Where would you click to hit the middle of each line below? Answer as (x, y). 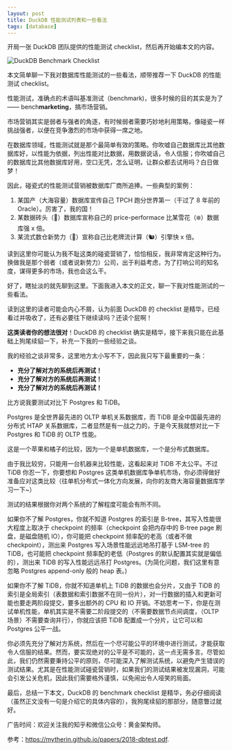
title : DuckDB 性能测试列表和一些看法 (57, 20)
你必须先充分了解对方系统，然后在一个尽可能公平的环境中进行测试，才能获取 (116, 644)
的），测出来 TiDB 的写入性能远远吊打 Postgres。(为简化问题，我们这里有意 (113, 562)
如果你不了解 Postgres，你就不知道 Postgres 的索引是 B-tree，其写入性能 (111, 519)
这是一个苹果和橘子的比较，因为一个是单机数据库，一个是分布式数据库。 (110, 449)
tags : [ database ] (32, 26)
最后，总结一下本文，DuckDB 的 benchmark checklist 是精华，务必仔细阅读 (115, 693)
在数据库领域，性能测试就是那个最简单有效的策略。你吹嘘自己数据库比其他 (113, 145)
